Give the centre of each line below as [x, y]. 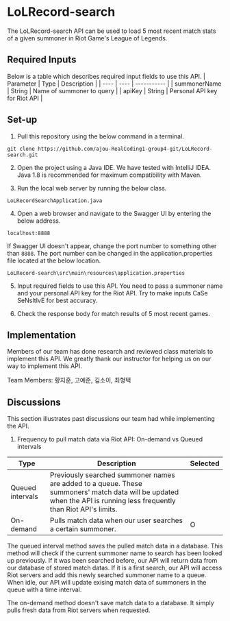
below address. [39, 221]
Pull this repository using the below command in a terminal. [101, 136]
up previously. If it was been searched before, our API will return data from [112, 561]
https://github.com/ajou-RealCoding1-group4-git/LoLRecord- [125, 149]
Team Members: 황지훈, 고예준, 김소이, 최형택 [69, 380]
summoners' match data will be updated [114, 492]
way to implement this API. [44, 366]
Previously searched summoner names [113, 475]
